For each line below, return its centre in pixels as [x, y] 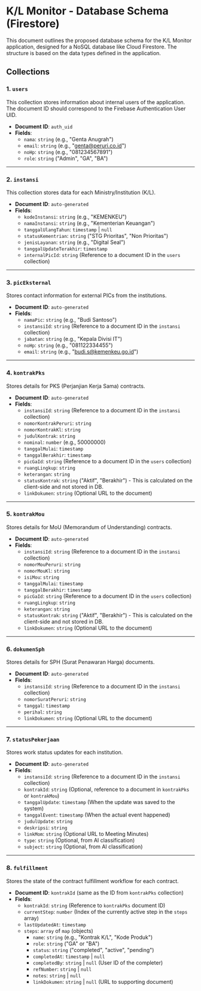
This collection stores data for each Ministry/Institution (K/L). [81, 192]
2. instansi [22, 179]
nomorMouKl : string [47, 570]
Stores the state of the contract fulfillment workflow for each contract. [93, 881]
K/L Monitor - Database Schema [87, 11]
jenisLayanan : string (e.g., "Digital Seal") [74, 242]
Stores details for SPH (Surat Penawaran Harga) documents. [80, 662]
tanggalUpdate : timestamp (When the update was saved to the [99, 802]
